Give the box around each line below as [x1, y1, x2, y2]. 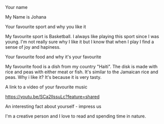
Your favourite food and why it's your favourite [5, 54, 101, 60]
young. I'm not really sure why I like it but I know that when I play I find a [5, 39, 154, 45]
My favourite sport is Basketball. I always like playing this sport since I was [5, 34, 159, 39]
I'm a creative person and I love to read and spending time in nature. [5, 113, 146, 119]
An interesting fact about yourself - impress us [5, 103, 102, 109]
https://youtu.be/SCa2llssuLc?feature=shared [5, 94, 100, 99]
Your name [5, 5, 28, 10]
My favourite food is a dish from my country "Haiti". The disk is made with [5, 64, 158, 69]
